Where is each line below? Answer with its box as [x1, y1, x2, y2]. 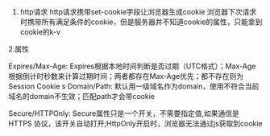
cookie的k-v [19, 27, 61, 36]
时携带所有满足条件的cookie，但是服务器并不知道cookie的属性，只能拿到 [19, 17, 263, 27]
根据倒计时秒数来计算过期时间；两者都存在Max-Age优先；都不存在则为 [8, 72, 244, 80]
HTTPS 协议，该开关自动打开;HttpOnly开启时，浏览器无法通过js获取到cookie [8, 119, 264, 128]
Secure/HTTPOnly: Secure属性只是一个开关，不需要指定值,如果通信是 [8, 109, 240, 118]
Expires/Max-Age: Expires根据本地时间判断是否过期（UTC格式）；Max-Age [8, 61, 256, 71]
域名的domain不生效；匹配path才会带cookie [8, 92, 156, 101]
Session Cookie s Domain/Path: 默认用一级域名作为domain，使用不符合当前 [8, 81, 260, 91]
